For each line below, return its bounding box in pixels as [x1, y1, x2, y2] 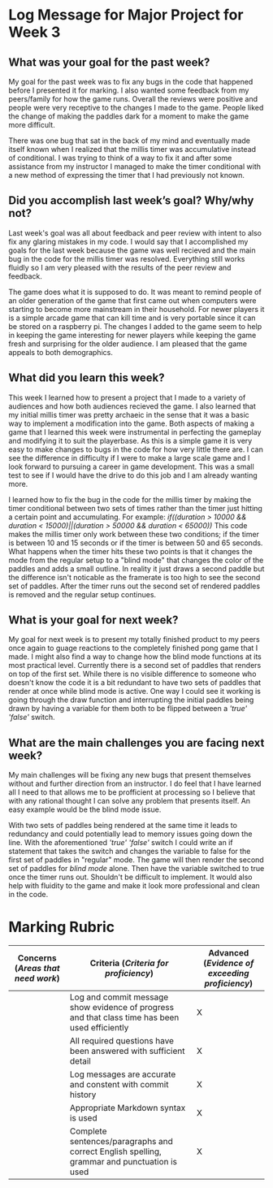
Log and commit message [69, 991, 169, 1003]
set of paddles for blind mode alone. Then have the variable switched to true [8, 864, 265, 874]
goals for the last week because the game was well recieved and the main [8, 245, 256, 255]
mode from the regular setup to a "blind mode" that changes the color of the [8, 555, 264, 565]
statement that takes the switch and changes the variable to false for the [8, 847, 251, 856]
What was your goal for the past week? [8, 55, 210, 69]
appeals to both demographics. [8, 347, 114, 357]
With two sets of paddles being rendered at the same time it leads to [8, 821, 238, 830]
